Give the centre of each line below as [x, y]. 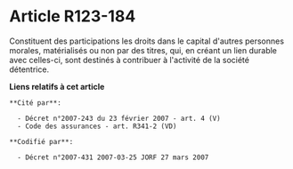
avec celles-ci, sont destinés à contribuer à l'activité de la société [129, 60]
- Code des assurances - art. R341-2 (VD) [97, 126]
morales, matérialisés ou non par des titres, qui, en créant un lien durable [143, 50]
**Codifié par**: [41, 141]
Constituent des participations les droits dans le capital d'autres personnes [147, 41]
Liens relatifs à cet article [57, 86]
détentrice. [29, 69]
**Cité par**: [36, 103]
